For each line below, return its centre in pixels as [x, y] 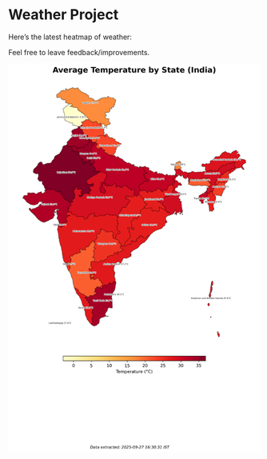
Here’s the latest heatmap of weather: [70, 37]
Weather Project [64, 15]
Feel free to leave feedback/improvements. [79, 52]
